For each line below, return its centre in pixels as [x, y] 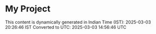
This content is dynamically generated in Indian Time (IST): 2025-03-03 [78, 22]
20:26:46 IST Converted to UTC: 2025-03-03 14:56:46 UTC [66, 27]
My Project [28, 9]
